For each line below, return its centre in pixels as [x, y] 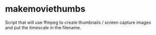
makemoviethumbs [45, 9]
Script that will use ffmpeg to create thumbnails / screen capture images [78, 22]
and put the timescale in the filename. [43, 27]
